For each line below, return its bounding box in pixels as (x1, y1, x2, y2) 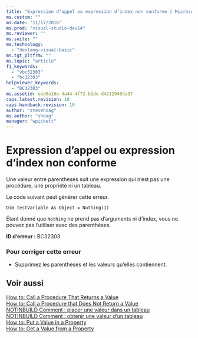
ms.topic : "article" (6, 58, 57, 64)
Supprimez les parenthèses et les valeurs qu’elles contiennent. (14, 261, 167, 268)
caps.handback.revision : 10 (6, 101, 75, 108)
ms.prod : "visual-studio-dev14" (6, 25, 85, 31)
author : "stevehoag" (6, 107, 57, 113)
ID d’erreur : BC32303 (6, 233, 61, 240)
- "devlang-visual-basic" (11, 47, 75, 53)
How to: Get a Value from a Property (6, 325, 94, 332)
